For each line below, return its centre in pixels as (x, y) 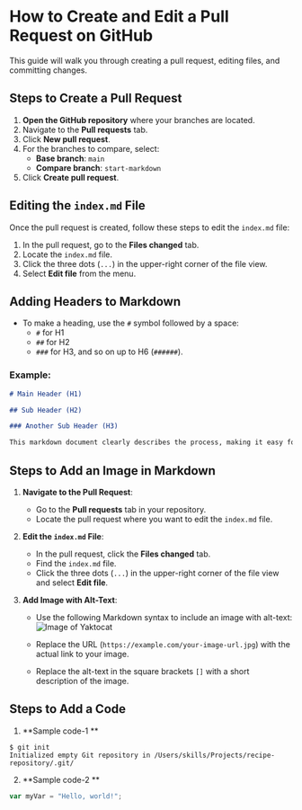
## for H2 (53, 343)
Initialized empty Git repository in (80, 755)
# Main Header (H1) (46, 394)
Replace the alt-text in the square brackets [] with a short (142, 671)
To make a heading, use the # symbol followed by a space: (131, 323)
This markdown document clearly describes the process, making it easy (146, 442)
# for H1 (50, 333)
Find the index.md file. (76, 563)
